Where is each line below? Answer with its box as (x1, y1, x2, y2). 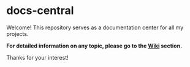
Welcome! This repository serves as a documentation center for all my (6, 24, 184, 31)
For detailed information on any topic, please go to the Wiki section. (6, 42, 183, 49)
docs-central (6, 4, 74, 18)
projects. (6, 30, 29, 37)
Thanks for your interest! (6, 54, 69, 61)
